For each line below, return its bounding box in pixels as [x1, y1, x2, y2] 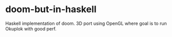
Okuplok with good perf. [5, 25, 56, 31]
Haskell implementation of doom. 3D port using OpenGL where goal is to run [5, 20, 167, 26]
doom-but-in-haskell [5, 4, 97, 15]
